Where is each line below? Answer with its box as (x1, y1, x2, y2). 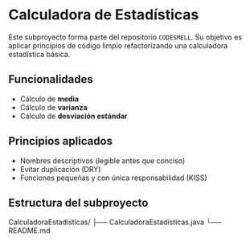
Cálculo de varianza (19, 102, 88, 112)
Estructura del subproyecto (8, 195, 149, 210)
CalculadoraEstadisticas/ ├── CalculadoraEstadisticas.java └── (8, 217, 222, 227)
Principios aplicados (8, 134, 113, 148)
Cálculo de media (19, 94, 79, 104)
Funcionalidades (8, 72, 94, 86)
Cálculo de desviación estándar (19, 111, 128, 121)
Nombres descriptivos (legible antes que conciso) (19, 155, 186, 166)
